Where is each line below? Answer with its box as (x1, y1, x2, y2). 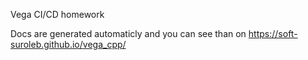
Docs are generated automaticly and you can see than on (10, 28, 247, 39)
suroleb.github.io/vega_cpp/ (10, 39, 127, 50)
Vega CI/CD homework (10, 9, 105, 20)
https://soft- (248, 28, 298, 39)
